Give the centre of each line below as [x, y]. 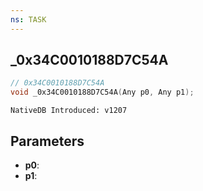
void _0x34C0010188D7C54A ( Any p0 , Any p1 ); [102, 92]
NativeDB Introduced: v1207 [69, 111]
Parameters [47, 141]
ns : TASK [28, 19]
